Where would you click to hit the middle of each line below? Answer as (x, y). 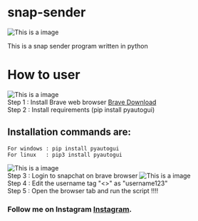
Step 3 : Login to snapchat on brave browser (73, 175)
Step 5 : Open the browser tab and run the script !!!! (83, 190)
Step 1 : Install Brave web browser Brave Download (82, 102)
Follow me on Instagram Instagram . (70, 209)
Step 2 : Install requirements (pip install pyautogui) (81, 109)
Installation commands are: (69, 132)
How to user (44, 75)
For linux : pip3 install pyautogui (65, 155)
